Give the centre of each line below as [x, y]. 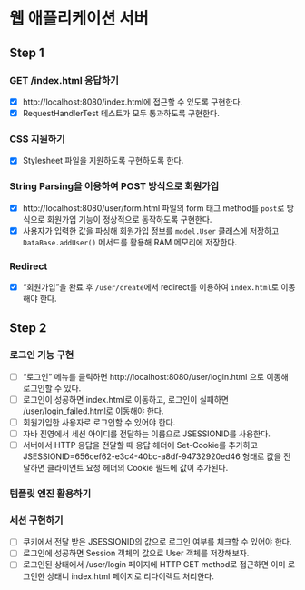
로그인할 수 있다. [52, 388]
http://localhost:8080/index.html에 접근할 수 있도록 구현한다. [133, 102]
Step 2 [28, 328]
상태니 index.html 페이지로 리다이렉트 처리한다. [131, 576]
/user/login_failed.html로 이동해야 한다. [93, 411]
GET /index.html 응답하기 [64, 80]
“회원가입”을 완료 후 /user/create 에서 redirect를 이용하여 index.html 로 [151, 287]
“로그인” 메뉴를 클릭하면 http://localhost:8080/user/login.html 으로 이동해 [155, 376]
